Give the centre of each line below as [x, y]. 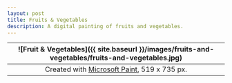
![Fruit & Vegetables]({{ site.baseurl [78, 49]
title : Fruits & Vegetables [48, 20]
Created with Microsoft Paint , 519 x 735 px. [116, 69]
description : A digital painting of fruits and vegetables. [96, 26]
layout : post [26, 13]
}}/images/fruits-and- [177, 49]
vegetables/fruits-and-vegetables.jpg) [116, 58]
